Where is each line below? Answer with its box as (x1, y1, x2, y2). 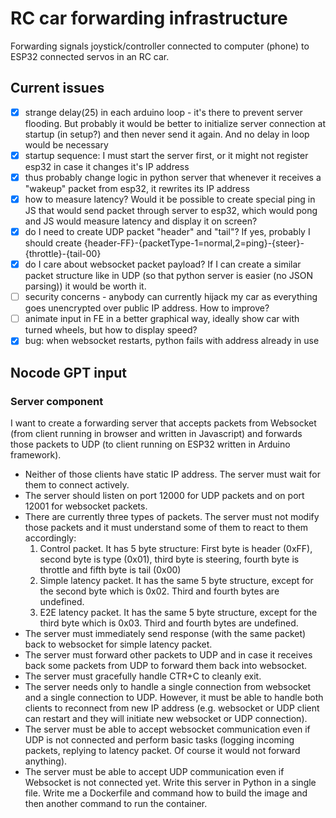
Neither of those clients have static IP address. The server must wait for (24, 468, 321, 480)
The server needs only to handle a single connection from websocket (24, 681, 312, 692)
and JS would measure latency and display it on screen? (24, 215, 258, 227)
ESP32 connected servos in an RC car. (10, 50, 170, 62)
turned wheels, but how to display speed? (24, 324, 198, 336)
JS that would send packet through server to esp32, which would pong (24, 205, 318, 216)
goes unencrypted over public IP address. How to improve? (24, 302, 270, 314)
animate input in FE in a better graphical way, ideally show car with (24, 313, 300, 325)
